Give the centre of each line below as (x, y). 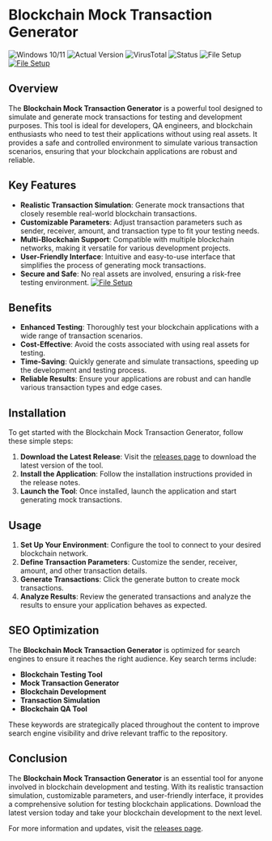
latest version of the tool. (62, 465)
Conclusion (38, 759)
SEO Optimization (54, 631)
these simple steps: (41, 441)
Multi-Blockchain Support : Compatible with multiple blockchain (127, 239)
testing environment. (55, 282)
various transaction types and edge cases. (91, 387)
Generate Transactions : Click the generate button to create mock (130, 579)
